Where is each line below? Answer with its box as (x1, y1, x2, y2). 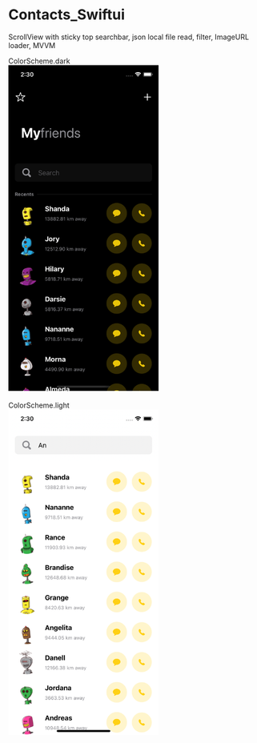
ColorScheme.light (8, 400, 70, 410)
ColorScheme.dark (8, 56, 70, 66)
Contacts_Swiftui (8, 6, 126, 24)
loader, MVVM (8, 40, 56, 50)
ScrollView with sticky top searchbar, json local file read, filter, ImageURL (8, 32, 250, 42)
